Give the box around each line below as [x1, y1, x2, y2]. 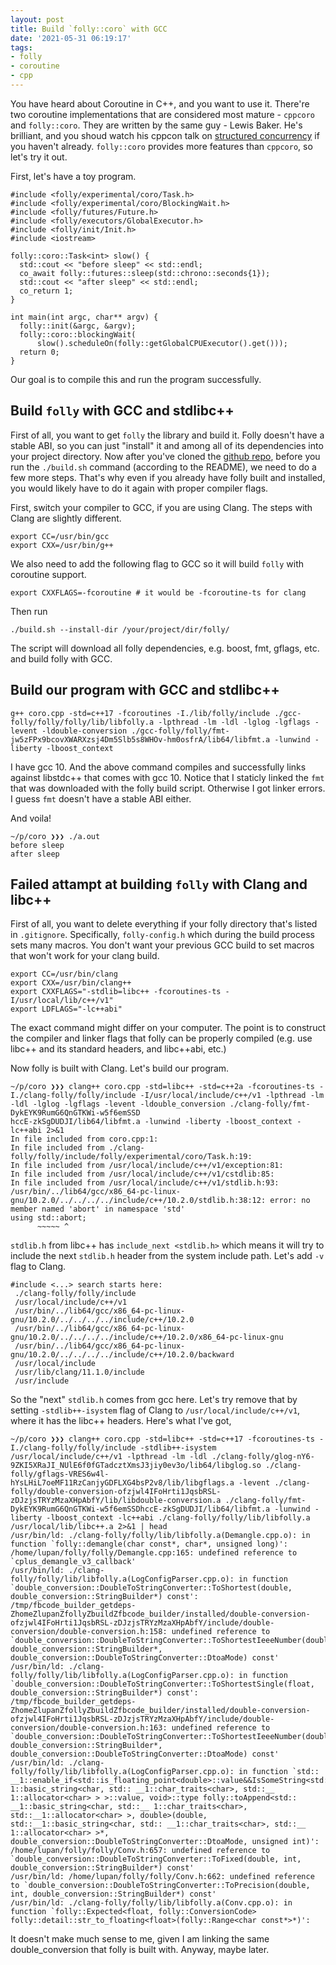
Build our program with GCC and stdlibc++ [10, 682, 280, 699]
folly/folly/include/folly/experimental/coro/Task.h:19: [10, 1152, 253, 1162]
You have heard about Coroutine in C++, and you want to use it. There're [10, 97, 310, 110]
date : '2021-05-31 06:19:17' [10, 33, 132, 43]
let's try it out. [10, 151, 68, 163]
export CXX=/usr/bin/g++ [10, 540, 114, 550]
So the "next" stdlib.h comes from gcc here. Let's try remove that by [10, 1394, 298, 1406]
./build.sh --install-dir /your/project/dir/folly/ [10, 624, 230, 635]
